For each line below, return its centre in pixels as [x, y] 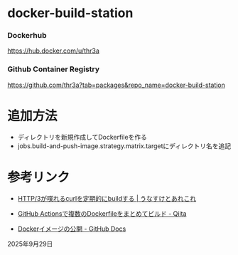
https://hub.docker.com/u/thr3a [53, 51]
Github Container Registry [54, 69]
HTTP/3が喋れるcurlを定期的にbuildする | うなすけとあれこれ [107, 198]
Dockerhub [27, 36]
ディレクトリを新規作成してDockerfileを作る [82, 137]
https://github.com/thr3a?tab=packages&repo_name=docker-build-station [117, 85]
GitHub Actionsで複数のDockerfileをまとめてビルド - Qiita [102, 213]
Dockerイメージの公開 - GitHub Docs [72, 229]
